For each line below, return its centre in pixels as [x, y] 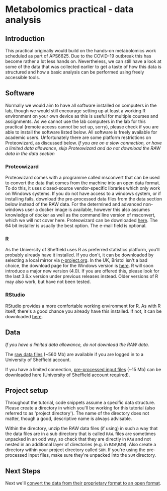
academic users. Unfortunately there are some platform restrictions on [78, 137]
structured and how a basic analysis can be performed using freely [75, 72]
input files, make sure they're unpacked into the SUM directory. [92, 455]
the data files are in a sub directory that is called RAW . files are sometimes [80, 434]
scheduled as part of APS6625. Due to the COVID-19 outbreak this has [78, 56]
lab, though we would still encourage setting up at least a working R [75, 111]
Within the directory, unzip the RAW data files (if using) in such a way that [81, 429]
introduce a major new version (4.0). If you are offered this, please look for [82, 271]
